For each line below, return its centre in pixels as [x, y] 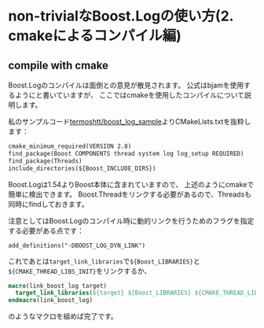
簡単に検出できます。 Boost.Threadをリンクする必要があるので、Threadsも [130, 194]
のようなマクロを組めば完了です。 [63, 316]
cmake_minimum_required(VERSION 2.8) [70, 146]
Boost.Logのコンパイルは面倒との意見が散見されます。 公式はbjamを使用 [126, 85]
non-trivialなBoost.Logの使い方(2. [121, 16]
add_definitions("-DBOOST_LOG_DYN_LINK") [77, 245]
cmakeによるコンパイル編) [95, 36]
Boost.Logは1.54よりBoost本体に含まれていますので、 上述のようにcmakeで [131, 184]
